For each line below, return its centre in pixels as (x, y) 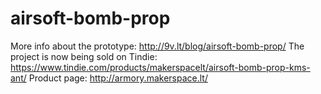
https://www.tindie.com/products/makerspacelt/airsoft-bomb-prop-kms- (160, 67)
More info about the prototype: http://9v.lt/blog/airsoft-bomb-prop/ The (157, 46)
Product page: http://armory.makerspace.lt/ (118, 78)
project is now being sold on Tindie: (84, 56)
